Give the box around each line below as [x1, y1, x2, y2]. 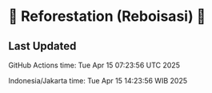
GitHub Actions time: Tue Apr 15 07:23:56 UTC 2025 [8, 60, 180, 70]
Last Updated [8, 39, 77, 53]
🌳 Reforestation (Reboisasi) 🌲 [8, 7, 206, 26]
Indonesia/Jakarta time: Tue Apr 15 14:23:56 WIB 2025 [8, 76, 188, 85]
